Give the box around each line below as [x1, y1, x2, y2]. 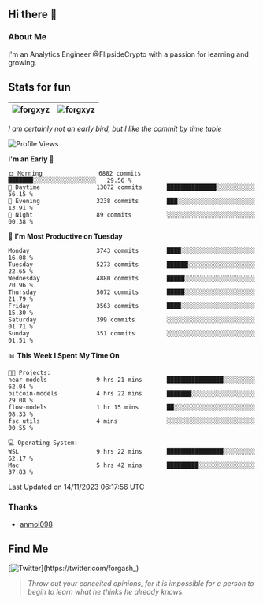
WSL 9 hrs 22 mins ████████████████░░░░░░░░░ [8, 447, 256, 455]
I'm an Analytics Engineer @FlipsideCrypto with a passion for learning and [8, 49, 250, 59]
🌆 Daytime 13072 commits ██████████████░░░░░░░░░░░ [8, 183, 256, 191]
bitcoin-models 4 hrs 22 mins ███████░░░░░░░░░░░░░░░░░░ [8, 389, 256, 398]
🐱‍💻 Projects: [8, 369, 51, 376]
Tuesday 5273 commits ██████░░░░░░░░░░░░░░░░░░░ [8, 261, 256, 269]
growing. [8, 57, 37, 67]
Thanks [8, 502, 38, 513]
